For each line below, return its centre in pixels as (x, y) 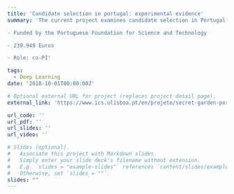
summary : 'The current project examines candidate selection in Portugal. (118, 20)
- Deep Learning (37, 77)
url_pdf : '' (24, 122)
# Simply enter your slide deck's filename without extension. (104, 160)
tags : (15, 70)
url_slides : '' (29, 128)
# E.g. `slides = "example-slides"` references (81, 167)
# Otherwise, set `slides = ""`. (59, 173)
